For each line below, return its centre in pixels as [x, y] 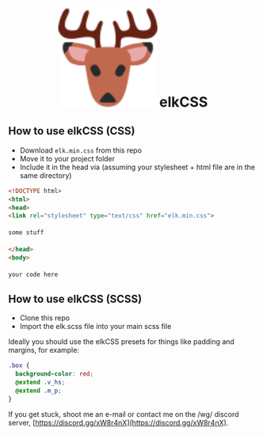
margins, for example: [44, 350]
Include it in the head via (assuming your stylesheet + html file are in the [137, 167]
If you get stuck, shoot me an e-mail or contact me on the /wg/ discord [124, 414]
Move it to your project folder [67, 158]
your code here [33, 274]
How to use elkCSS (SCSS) [75, 299]
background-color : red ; [54, 374]
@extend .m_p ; [38, 391]
